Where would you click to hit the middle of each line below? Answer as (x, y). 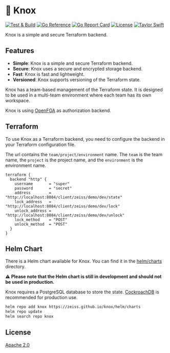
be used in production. (30, 282)
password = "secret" (43, 188)
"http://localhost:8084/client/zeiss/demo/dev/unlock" (65, 215)
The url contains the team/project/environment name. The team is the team (84, 154)
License (18, 333)
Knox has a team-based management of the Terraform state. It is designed (84, 89)
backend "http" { (28, 179)
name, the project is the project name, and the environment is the (74, 160)
